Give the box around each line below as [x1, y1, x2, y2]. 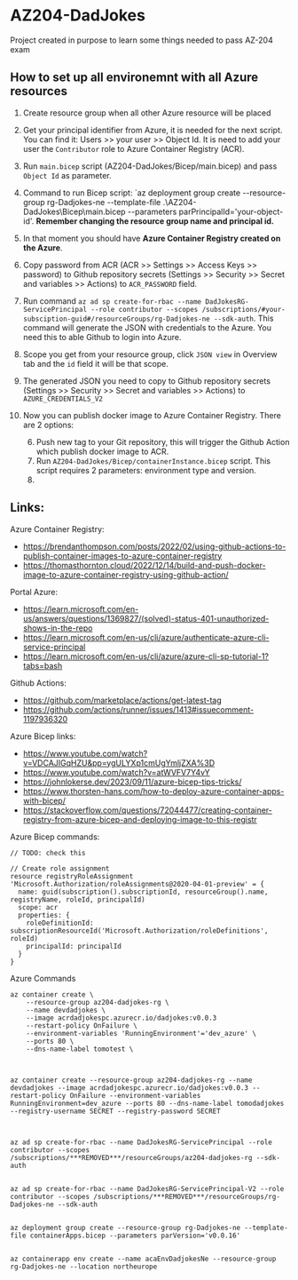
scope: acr [18, 902, 59, 911]
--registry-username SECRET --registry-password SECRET [10, 1107, 221, 1116]
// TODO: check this [10, 848, 87, 857]
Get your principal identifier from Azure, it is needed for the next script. [22, 124, 283, 135]
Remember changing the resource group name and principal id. [35, 215, 274, 227]
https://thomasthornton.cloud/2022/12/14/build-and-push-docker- [22, 560, 266, 570]
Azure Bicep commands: [10, 831, 100, 842]
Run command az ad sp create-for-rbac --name [22, 295, 202, 306]
